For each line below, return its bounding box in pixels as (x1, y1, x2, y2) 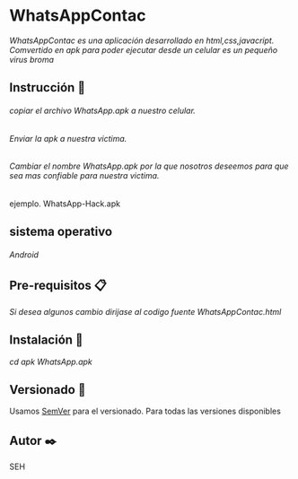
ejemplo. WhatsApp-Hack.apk (9, 198, 121, 209)
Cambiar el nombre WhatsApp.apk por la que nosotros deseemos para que (9, 161, 289, 171)
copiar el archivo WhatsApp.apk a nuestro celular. (9, 105, 196, 116)
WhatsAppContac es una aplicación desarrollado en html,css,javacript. (9, 35, 275, 46)
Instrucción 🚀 (9, 80, 86, 95)
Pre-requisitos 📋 (9, 278, 108, 293)
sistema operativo (9, 224, 113, 239)
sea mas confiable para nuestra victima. (9, 170, 160, 181)
